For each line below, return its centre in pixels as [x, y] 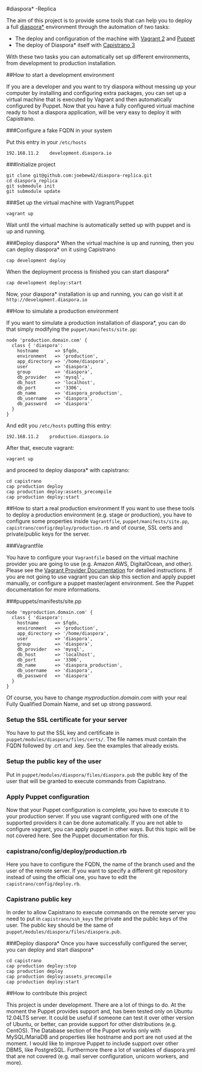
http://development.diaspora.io [47, 300]
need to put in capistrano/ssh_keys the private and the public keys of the [97, 919]
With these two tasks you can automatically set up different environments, [98, 57]
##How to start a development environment [60, 75]
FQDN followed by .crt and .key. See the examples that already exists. [93, 746]
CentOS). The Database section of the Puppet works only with [84, 1031]
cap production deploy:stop [42, 966]
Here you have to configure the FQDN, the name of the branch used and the [101, 865]
